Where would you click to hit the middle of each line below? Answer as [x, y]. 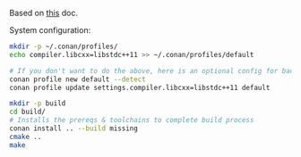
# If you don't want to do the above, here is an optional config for [144, 70]
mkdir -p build [38, 103]
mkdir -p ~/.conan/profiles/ [64, 46]
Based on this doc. [44, 13]
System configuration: [50, 30]
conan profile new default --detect [77, 79]
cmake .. [26, 136]
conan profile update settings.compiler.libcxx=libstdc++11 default [140, 87]
